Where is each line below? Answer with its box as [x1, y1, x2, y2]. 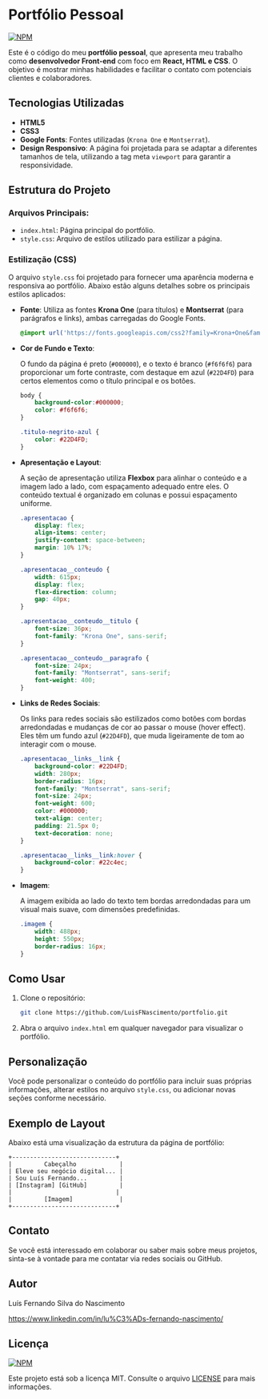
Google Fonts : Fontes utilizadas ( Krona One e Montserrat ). [19, 135, 210, 144]
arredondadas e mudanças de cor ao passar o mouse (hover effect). [19, 722, 246, 732]
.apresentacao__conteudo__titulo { [19, 617, 139, 625]
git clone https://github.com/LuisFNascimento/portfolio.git [19, 1009, 229, 1017]
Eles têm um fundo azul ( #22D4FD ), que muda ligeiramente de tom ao [19, 731, 245, 741]
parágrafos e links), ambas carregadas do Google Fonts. [19, 313, 206, 323]
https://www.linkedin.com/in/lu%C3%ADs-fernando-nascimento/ [8, 1313, 224, 1323]
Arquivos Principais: [8, 207, 90, 219]
